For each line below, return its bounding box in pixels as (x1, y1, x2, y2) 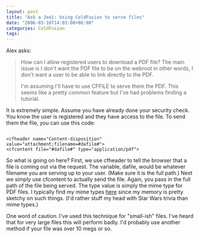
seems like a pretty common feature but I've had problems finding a (20, 89, 187, 96)
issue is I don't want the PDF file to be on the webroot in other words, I (20, 65, 193, 72)
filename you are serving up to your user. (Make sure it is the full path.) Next (6, 170, 193, 177)
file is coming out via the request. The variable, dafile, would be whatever (6, 163, 186, 170)
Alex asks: (6, 47, 31, 54)
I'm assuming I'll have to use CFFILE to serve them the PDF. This (20, 82, 179, 90)
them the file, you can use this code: (6, 119, 96, 126)
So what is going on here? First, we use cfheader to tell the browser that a (6, 157, 187, 164)
